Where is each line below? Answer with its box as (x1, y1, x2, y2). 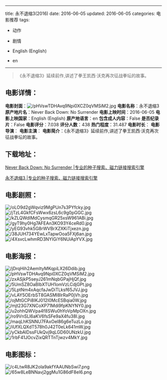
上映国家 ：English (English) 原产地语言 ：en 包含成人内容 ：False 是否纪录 (9, 115, 159, 121)
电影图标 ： (5, 350, 38, 359)
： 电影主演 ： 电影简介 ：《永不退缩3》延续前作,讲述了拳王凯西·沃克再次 (14, 128, 159, 134)
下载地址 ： (5, 150, 38, 159)
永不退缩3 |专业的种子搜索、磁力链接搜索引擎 (5, 175, 98, 181)
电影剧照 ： (5, 191, 38, 200)
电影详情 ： (5, 88, 38, 97)
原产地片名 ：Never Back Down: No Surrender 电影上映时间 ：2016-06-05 (5, 109, 155, 115)
